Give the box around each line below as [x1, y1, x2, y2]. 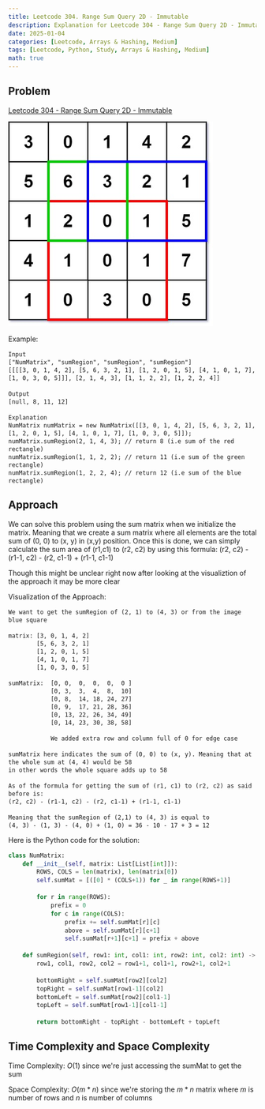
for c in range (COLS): [50, 909, 125, 918]
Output [8, 389, 30, 398]
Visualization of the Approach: [8, 592, 106, 601]
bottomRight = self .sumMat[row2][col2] [36, 976, 168, 984]
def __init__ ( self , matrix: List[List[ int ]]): [22, 859, 178, 868]
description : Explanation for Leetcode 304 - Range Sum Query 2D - [8, 21, 235, 29]
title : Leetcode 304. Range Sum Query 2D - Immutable [8, 13, 189, 21]
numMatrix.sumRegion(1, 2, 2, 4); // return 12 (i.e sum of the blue [8, 468, 242, 477]
